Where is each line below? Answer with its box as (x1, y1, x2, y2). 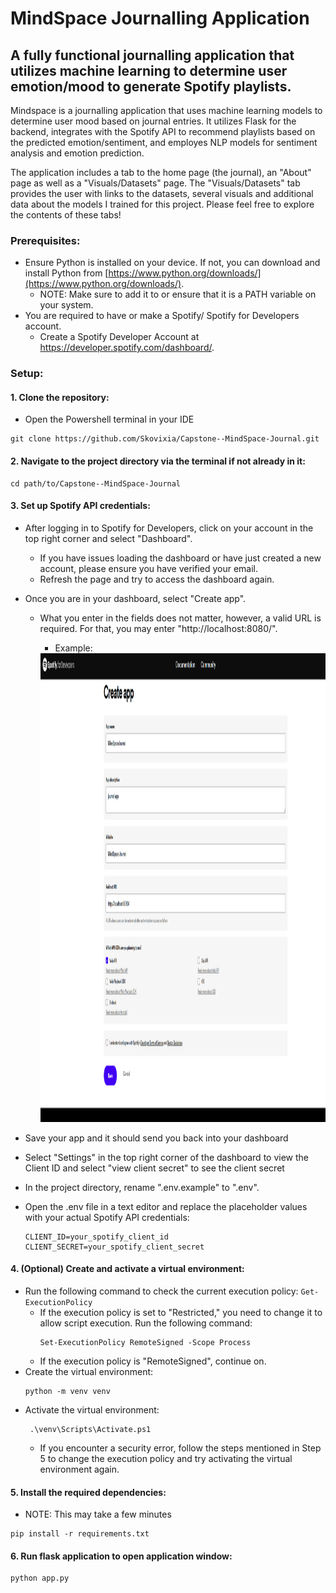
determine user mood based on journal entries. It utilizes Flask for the (10, 115, 297, 127)
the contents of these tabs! (10, 209, 122, 221)
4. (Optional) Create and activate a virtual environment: (10, 1263, 245, 1275)
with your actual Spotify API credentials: (24, 1211, 190, 1223)
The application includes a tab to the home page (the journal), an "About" (10, 167, 312, 178)
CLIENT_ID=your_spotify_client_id (24, 1232, 169, 1242)
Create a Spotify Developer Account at (39, 331, 200, 343)
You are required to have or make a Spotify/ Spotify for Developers (24, 310, 300, 322)
